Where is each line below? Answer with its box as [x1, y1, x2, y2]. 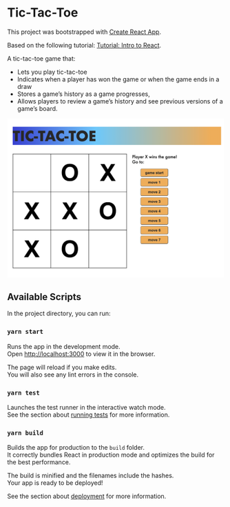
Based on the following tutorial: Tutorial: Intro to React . [7, 41, 162, 49]
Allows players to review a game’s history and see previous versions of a [17, 97, 224, 105]
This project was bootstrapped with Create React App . [7, 28, 162, 36]
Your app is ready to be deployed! [7, 479, 103, 487]
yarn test [7, 388, 40, 397]
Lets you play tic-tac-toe [17, 68, 87, 76]
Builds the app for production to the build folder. [7, 444, 145, 452]
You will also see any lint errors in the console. [7, 370, 139, 379]
